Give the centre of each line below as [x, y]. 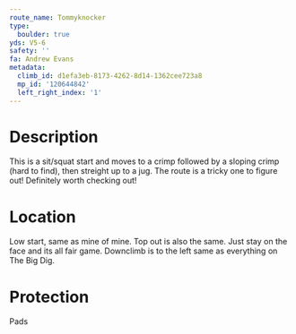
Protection [49, 297]
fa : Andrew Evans [42, 59]
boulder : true [44, 34]
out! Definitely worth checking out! [73, 181]
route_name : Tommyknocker [57, 17]
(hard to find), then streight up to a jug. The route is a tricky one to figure [144, 171]
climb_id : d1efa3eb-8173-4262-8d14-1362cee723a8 [110, 76]
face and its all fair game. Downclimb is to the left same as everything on [144, 251]
